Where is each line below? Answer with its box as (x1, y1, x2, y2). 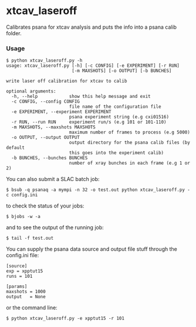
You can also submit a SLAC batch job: (6, 176, 100, 183)
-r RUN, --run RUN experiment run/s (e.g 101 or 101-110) (11, 119, 167, 125)
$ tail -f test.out (6, 236, 54, 241)
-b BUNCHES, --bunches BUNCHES (11, 155, 88, 161)
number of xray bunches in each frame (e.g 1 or (69, 160, 191, 166)
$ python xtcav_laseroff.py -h (6, 57, 83, 64)
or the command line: (6, 304, 58, 311)
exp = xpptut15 (6, 268, 43, 274)
